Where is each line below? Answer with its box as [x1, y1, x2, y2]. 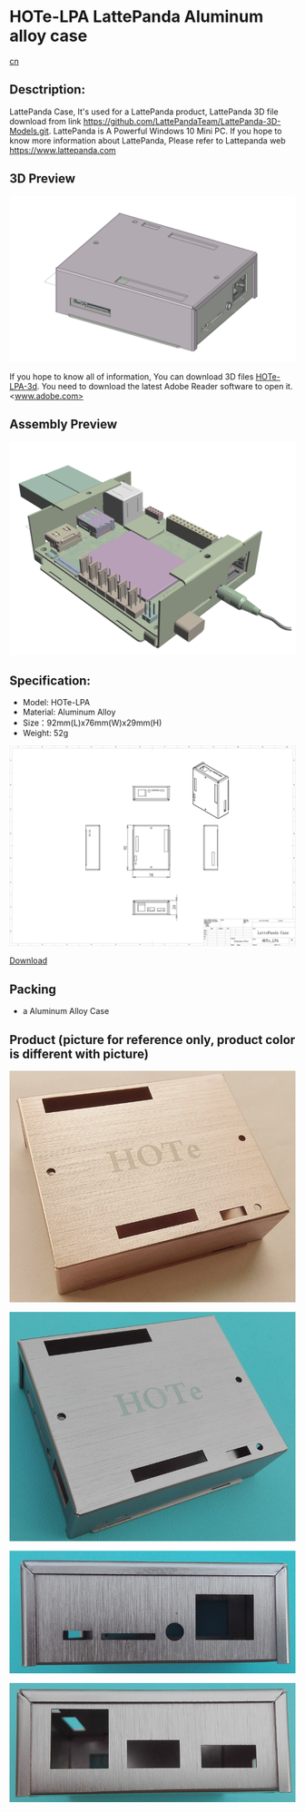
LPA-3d [9, 380, 38, 391]
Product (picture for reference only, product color [9, 1032, 296, 1048]
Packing [9, 981, 57, 997]
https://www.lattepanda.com [9, 144, 116, 155]
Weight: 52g [22, 728, 69, 739]
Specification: [9, 673, 91, 688]
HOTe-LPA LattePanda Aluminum [9, 6, 264, 27]
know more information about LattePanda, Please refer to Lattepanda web [9, 134, 286, 146]
